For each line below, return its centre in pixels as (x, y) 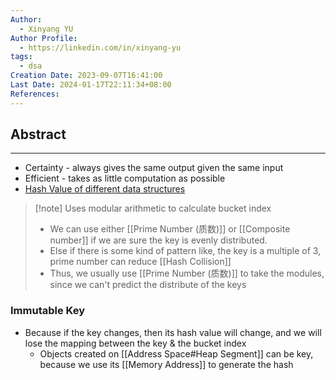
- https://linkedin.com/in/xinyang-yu (100, 47)
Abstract (38, 134)
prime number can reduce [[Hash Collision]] (140, 262)
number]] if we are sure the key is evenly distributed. (158, 240)
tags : (21, 57)
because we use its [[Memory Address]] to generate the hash (166, 364)
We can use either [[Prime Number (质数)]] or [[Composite (170, 229)
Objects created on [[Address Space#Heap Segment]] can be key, (176, 353)
